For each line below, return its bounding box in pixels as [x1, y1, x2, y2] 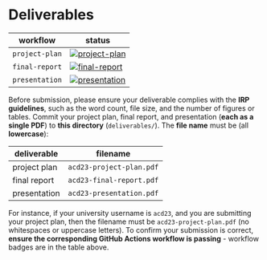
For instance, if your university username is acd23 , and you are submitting [8, 208, 252, 217]
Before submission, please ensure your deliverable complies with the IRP [8, 95, 250, 104]
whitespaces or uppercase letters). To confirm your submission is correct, [8, 225, 254, 234]
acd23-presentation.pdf [68, 189, 159, 197]
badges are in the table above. [8, 242, 109, 252]
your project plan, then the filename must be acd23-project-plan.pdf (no [8, 217, 249, 226]
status [85, 35, 111, 46]
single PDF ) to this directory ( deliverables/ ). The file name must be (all [8, 120, 249, 130]
